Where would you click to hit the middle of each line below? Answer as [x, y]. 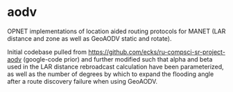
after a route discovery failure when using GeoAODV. [83, 81]
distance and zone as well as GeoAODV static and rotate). [89, 38]
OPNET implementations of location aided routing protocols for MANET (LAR [116, 31]
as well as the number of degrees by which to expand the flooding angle [111, 74]
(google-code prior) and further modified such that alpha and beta [118, 59]
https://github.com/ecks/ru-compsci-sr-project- [156, 52]
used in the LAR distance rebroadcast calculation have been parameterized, [115, 66]
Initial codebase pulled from [47, 52]
